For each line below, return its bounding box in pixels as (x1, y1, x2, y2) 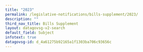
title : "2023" (5, 7, 35, 12)
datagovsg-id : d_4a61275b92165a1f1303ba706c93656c (5, 40, 112, 45)
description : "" (5, 16, 39, 21)
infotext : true (5, 35, 37, 40)
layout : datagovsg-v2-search (5, 26, 65, 31)
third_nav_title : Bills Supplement (5, 21, 79, 26)
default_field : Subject (5, 30, 54, 35)
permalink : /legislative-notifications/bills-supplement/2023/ (5, 12, 139, 17)
